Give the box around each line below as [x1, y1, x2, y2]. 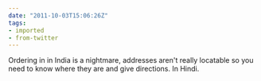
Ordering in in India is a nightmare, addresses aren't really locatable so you [8, 56, 254, 65]
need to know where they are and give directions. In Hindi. [8, 64, 200, 74]
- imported [8, 26, 45, 34]
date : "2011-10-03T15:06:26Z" [8, 11, 109, 20]
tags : [8, 19, 26, 27]
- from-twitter [8, 33, 59, 42]
